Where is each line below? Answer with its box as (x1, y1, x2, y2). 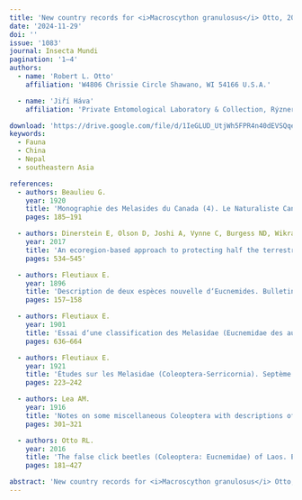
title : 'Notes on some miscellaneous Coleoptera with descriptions (25, 411, 283, 420)
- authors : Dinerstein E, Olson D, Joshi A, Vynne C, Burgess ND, (17, 229, 271, 239)
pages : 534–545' (25, 254, 87, 263)
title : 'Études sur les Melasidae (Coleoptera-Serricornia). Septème (25, 370, 292, 379)
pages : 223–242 (25, 378, 83, 387)
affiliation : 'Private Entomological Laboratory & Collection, (25, 105, 268, 114)
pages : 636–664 (25, 337, 83, 346)
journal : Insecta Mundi (9, 47, 99, 56)
